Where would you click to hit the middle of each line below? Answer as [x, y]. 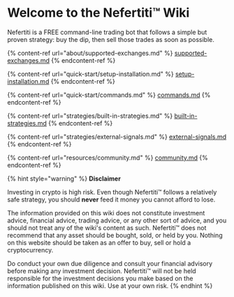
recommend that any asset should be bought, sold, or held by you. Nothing [115, 235]
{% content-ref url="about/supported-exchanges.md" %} [90, 53]
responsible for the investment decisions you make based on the [100, 278]
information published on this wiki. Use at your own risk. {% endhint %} [110, 285]
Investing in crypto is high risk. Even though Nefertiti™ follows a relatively [112, 192]
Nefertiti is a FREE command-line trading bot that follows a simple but [107, 32]
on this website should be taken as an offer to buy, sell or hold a [99, 243]
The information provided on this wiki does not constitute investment [106, 213]
